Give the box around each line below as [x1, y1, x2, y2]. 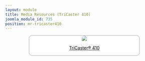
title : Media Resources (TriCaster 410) [5, 12, 91, 17]
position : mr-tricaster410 [5, 21, 62, 26]
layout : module [5, 7, 37, 12]
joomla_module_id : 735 [5, 16, 53, 21]
